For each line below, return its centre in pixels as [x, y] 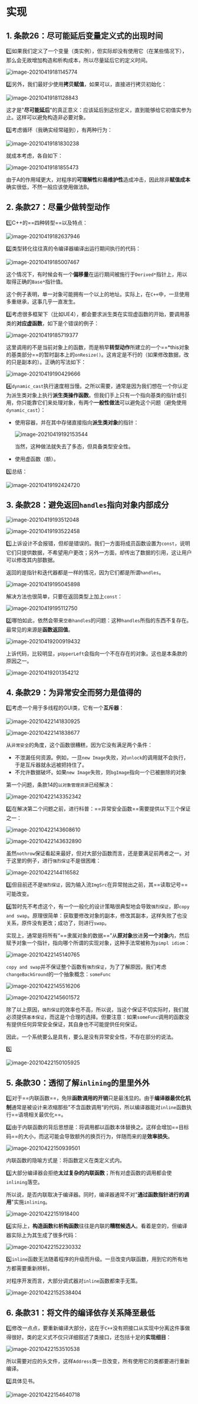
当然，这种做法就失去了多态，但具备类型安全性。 [74, 446]
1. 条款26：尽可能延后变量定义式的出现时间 [85, 36]
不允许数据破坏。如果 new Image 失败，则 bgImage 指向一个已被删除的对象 [100, 772]
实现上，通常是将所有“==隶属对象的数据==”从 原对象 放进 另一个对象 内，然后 [98, 936]
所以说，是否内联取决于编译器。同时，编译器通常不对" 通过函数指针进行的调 [98, 1195]
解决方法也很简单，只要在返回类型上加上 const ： [64, 596]
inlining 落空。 [24, 1182]
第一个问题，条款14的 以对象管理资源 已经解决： [60, 785]
